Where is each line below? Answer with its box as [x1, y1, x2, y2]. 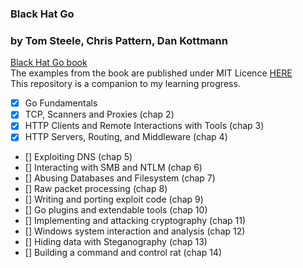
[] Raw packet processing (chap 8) [24, 183, 168, 195]
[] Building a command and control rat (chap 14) [24, 247, 223, 259]
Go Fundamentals [24, 97, 98, 109]
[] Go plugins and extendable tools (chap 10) [24, 204, 208, 216]
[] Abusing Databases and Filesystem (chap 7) [24, 172, 216, 184]
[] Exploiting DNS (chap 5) [24, 151, 133, 163]
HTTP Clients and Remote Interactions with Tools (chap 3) [24, 120, 265, 132]
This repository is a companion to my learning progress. [10, 78, 241, 90]
